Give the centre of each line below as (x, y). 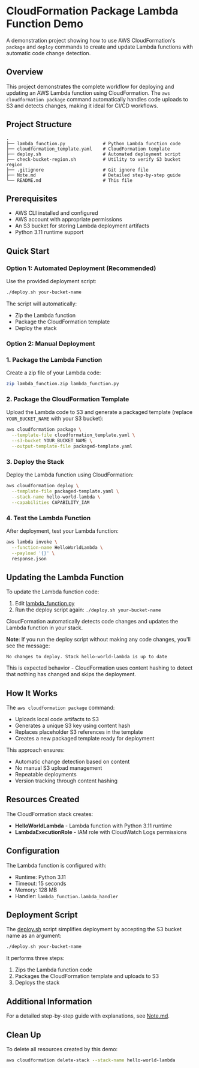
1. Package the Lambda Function (54, 359)
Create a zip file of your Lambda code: (54, 373)
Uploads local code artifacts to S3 (57, 719)
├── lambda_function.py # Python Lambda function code (94, 143)
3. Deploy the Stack (35, 461)
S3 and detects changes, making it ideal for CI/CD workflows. (82, 106)
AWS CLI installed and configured (56, 213)
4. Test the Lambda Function (49, 518)
